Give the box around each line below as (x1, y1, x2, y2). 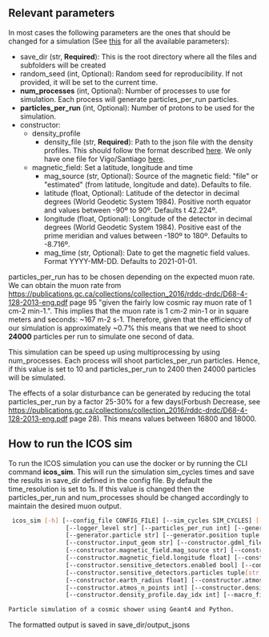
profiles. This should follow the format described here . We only (43, 145, 252, 155)
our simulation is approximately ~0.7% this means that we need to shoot (8, 323, 247, 332)
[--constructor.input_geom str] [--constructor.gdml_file (65, 539, 263, 547)
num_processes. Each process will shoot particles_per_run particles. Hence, (8, 355, 260, 365)
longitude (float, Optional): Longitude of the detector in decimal (43, 213, 253, 223)
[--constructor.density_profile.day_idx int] (65, 591, 220, 599)
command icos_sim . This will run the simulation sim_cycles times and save (8, 467, 255, 477)
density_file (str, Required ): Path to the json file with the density (43, 136, 254, 147)
